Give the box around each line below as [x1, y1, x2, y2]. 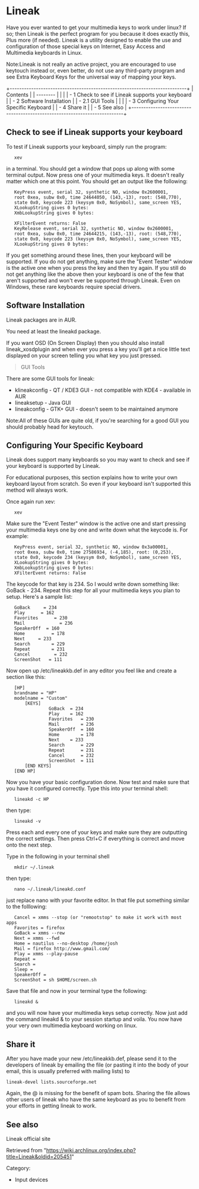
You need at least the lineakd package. [6, 328, 101, 335]
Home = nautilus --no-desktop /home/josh [14, 940, 118, 946]
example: [6, 533, 29, 540]
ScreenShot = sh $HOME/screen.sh [14, 977, 97, 983]
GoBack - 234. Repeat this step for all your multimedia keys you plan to [6, 587, 181, 594]
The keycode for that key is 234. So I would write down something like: [6, 581, 180, 588]
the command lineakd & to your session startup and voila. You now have [6, 1015, 182, 1023]
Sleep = [14, 967, 33, 973]
